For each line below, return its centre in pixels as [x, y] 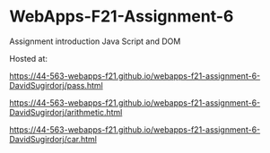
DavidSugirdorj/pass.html [56, 85]
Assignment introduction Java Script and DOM [95, 41]
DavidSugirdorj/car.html [53, 139]
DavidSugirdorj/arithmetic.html [66, 112]
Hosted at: [28, 58]
